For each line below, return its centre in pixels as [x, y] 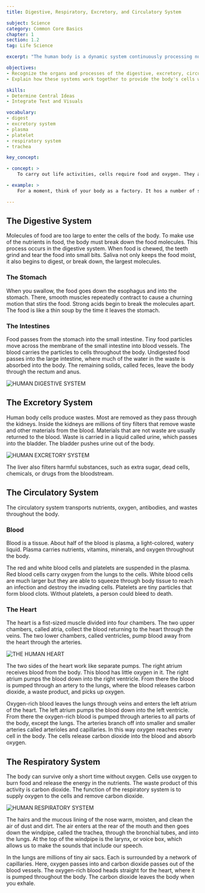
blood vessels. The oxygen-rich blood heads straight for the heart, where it [101, 870]
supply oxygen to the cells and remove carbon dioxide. [75, 796]
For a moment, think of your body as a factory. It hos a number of [106, 191]
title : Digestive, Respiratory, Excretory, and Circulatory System [94, 12]
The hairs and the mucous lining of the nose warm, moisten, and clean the [100, 820]
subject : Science [28, 23]
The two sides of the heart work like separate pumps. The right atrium [94, 666]
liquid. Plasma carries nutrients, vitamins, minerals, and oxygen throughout [100, 549]
